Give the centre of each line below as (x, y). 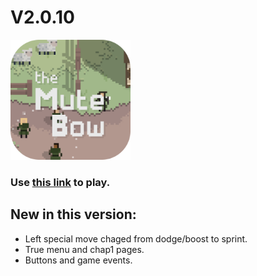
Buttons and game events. (78, 260)
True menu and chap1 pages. (84, 249)
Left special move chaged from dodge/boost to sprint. (136, 238)
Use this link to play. (60, 182)
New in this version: (73, 214)
